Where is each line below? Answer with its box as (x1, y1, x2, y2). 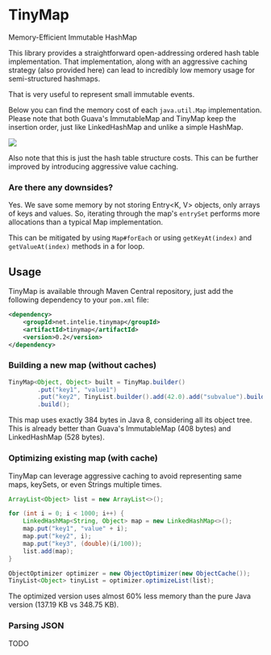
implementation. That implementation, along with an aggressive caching (8, 57, 248, 66)
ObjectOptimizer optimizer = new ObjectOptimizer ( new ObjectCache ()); (8, 569, 251, 577)
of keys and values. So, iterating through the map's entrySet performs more (8, 208, 261, 219)
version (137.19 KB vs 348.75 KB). (8, 600, 119, 610)
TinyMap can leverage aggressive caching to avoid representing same (8, 471, 242, 481)
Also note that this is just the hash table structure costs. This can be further (8, 153, 259, 162)
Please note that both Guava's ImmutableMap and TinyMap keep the (8, 113, 236, 123)
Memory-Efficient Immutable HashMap (8, 32, 137, 42)
